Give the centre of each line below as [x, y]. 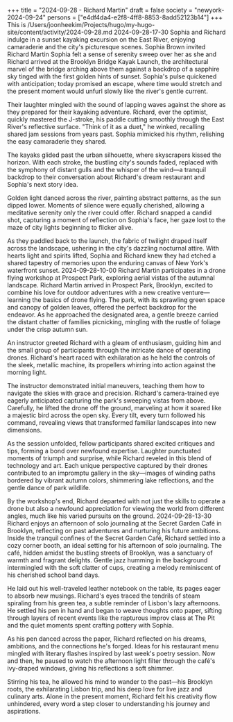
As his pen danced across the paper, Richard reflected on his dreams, [107, 639]
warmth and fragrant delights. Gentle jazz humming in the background [107, 560]
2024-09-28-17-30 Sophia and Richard [170, 32]
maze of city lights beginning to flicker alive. [70, 227]
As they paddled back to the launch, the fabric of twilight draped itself [107, 241]
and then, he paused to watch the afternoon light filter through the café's [111, 661]
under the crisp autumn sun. [48, 329]
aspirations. [24, 711]
